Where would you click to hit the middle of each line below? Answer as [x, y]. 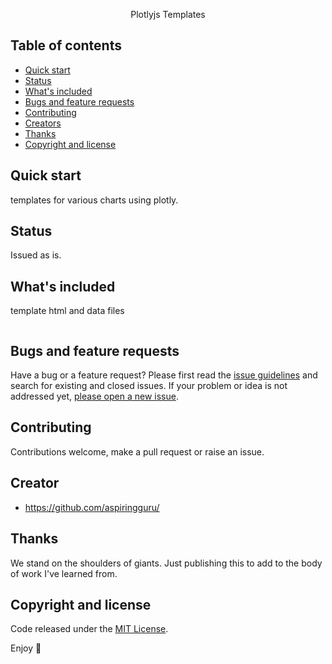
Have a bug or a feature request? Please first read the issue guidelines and [164, 375]
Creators [43, 123]
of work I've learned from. [64, 573]
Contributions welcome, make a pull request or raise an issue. [137, 451]
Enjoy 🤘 [26, 648]
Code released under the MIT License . [89, 629]
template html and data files [67, 311]
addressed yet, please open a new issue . [94, 396]
